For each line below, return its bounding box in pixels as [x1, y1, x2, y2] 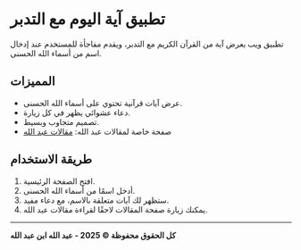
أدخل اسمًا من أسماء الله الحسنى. [22, 185, 136, 196]
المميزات [10, 74, 56, 89]
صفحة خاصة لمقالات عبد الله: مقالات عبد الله [22, 126, 172, 137]
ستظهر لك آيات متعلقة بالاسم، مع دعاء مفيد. [22, 195, 170, 205]
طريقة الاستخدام [10, 152, 93, 167]
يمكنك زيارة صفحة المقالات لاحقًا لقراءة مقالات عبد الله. [22, 204, 208, 214]
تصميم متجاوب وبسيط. [22, 116, 100, 127]
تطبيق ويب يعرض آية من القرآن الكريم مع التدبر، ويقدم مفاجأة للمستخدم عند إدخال [10, 38, 284, 49]
